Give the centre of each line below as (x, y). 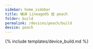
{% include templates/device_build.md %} (47, 41)
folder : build (19, 18)
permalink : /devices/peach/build (39, 23)
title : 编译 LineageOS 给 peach (36, 14)
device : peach (19, 28)
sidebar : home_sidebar (28, 9)
